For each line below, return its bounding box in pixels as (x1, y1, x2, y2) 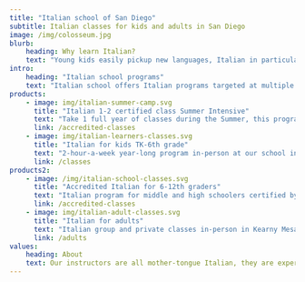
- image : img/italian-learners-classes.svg (25, 132, 193, 141)
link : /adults (33, 233, 88, 242)
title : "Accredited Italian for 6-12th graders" (33, 183, 221, 192)
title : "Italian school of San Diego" (9, 13, 156, 23)
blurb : (9, 38, 34, 48)
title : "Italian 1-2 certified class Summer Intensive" (33, 106, 250, 116)
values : (9, 242, 39, 251)
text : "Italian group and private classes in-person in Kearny (33, 225, 279, 234)
